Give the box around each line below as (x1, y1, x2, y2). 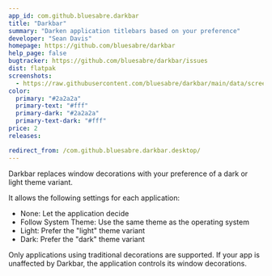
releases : (8, 132, 42, 140)
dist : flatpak (8, 65, 57, 73)
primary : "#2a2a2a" (15, 94, 82, 102)
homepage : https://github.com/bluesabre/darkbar (8, 42, 176, 50)
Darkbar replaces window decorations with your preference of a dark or (8, 169, 249, 178)
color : (8, 86, 31, 95)
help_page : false (8, 49, 67, 57)
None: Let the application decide (19, 208, 130, 218)
